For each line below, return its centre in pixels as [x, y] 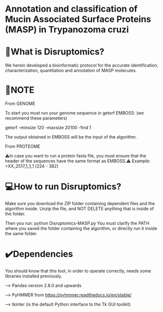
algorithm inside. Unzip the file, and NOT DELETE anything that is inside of [80, 208]
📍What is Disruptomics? [55, 52]
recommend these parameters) [36, 118]
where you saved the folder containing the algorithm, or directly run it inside [81, 228]
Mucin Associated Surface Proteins [78, 19]
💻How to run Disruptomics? [63, 187]
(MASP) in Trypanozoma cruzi [67, 30]
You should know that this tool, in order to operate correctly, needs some [78, 271]
